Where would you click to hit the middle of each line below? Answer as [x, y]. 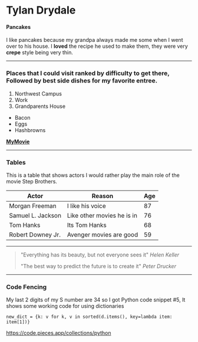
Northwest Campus [38, 93]
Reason [103, 196]
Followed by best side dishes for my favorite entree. [82, 81]
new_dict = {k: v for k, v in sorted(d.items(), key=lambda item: [89, 317]
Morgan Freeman [33, 206]
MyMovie [18, 142]
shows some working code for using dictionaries [65, 306]
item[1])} [18, 322]
